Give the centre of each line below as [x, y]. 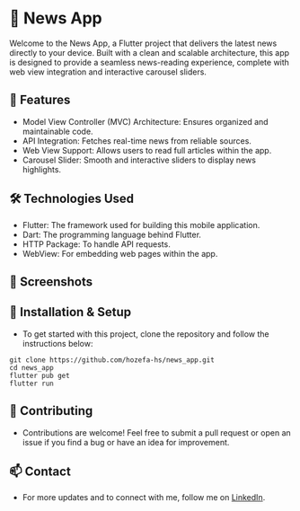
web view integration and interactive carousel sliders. [108, 72]
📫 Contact [40, 471]
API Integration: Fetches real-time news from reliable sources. [137, 141]
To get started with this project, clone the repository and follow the [146, 334]
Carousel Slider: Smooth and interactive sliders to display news [139, 160]
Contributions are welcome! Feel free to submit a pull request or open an [157, 432]
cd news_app [31, 367]
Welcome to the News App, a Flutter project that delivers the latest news [143, 43]
